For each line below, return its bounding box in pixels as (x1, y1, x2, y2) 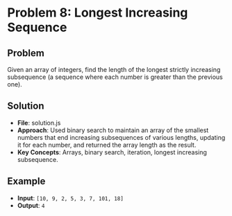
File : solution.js (17, 118, 61, 127)
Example (7, 175, 46, 188)
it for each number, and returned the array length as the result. (17, 141, 197, 149)
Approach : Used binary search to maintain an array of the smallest (17, 126, 209, 134)
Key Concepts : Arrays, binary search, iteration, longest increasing (17, 147, 207, 156)
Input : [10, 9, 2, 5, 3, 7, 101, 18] (17, 194, 124, 202)
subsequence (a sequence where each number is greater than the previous (7, 73, 224, 81)
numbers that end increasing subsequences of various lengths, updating (17, 133, 226, 141)
